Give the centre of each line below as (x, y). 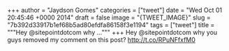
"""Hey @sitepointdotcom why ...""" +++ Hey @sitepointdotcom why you (112, 32)
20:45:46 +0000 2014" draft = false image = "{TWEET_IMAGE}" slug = (109, 17)
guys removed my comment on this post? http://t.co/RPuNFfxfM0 (101, 40)
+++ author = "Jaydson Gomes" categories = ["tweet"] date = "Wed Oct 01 (115, 10)
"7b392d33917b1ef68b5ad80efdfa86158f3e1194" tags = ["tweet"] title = (111, 25)
